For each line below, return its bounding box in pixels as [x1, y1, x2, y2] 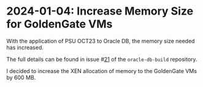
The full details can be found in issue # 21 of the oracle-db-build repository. [6, 55, 197, 63]
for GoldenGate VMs [6, 17, 113, 31]
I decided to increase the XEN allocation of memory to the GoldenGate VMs [6, 67, 197, 74]
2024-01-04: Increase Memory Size [6, 4, 194, 18]
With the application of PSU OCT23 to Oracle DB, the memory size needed [6, 37, 195, 44]
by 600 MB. [6, 74, 36, 81]
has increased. [6, 44, 44, 51]
